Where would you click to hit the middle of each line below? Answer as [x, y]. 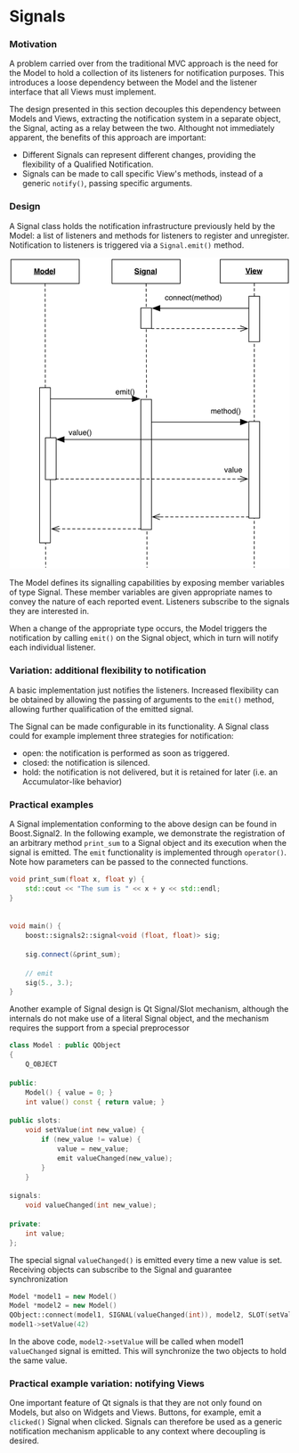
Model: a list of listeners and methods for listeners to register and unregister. [149, 235]
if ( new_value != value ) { [91, 1140]
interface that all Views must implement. [83, 92]
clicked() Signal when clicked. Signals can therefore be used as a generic [146, 1422]
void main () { [36, 926]
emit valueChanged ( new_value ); [115, 1158]
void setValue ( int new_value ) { [85, 1130]
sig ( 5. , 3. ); [49, 982]
